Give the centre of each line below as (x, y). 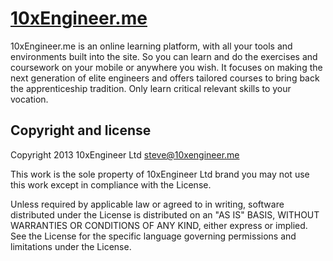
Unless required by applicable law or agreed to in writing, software (147, 204)
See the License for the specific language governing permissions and (153, 236)
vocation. (29, 99)
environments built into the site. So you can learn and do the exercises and (164, 56)
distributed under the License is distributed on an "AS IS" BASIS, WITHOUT (165, 214)
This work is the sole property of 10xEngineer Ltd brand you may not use (160, 174)
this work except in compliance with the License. (111, 184)
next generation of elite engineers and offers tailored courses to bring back (165, 78)
